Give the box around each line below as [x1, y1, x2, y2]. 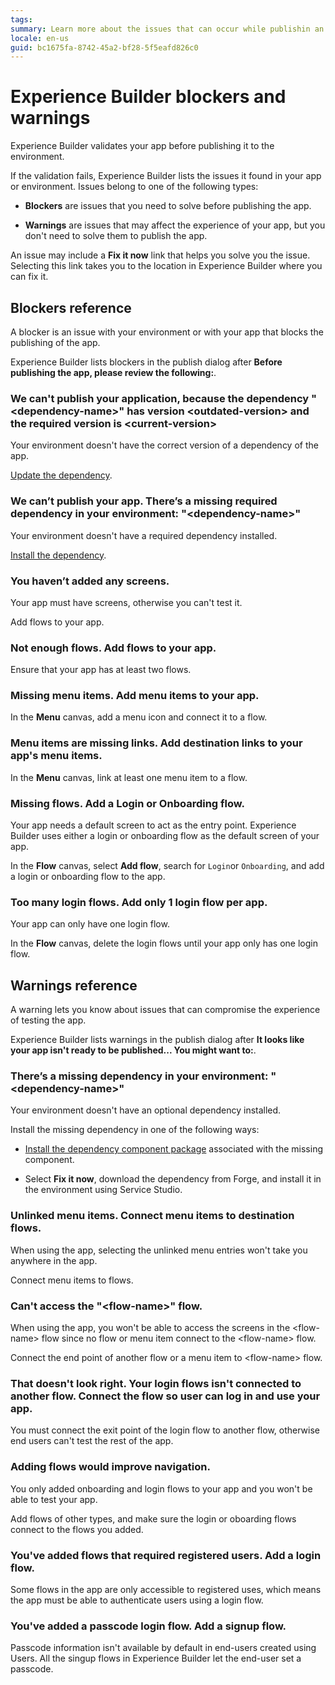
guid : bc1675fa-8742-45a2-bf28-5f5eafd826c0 [10, 42, 199, 53]
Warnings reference [10, 977, 138, 994]
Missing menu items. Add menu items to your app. [10, 689, 260, 703]
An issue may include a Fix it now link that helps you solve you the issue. [10, 249, 311, 261]
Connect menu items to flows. [10, 1274, 134, 1286]
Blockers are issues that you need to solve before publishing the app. [24, 200, 312, 212]
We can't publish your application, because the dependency [10, 391, 310, 405]
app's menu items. [10, 749, 103, 763]
